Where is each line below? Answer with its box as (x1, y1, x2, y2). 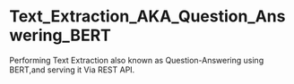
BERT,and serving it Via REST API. (9, 64, 135, 75)
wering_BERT (9, 25, 112, 46)
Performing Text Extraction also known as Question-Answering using (9, 55, 264, 65)
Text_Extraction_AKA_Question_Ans (9, 6, 286, 27)
